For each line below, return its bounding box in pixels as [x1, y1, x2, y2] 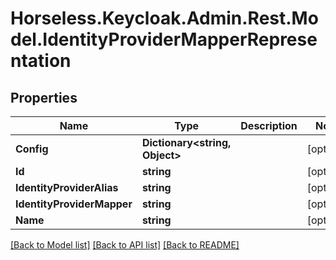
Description [240, 119, 298, 132]
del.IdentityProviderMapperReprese [10, 28, 318, 51]
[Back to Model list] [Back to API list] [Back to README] [10, 239, 240, 251]
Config [15, 142, 49, 156]
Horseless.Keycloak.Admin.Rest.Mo [10, 7, 319, 30]
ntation [10, 50, 72, 72]
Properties [10, 89, 78, 106]
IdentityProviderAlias [15, 181, 119, 194]
